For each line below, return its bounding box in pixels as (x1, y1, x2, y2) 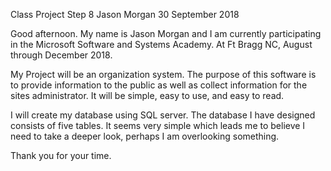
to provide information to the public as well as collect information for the (10, 79, 308, 91)
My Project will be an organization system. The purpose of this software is (10, 69, 317, 80)
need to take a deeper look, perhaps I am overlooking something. (10, 130, 280, 142)
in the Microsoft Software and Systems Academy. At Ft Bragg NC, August (10, 39, 313, 50)
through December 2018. (10, 49, 113, 61)
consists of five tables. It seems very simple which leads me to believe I (10, 120, 306, 131)
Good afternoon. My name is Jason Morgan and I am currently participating (10, 28, 322, 39)
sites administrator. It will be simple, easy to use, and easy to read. (10, 90, 285, 101)
